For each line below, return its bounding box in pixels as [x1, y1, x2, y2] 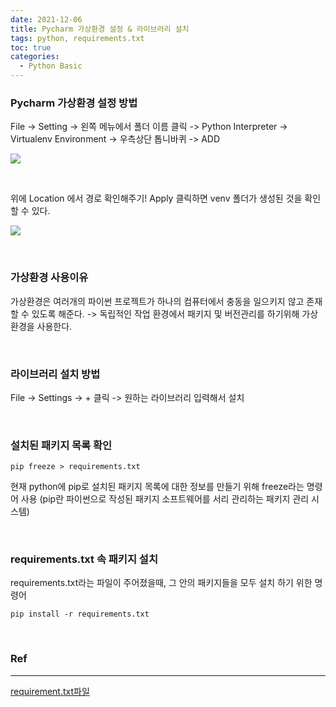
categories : [10, 52, 60, 62]
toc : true [10, 42, 52, 53]
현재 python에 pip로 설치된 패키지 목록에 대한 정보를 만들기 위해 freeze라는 [10, 481, 305, 493]
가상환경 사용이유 [10, 271, 89, 285]
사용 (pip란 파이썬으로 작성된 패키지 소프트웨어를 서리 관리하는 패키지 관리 [20, 493, 310, 505]
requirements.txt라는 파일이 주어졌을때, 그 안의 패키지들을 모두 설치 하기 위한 [10, 577, 313, 589]
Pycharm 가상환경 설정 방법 [10, 96, 138, 110]
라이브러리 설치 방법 [10, 367, 101, 381]
